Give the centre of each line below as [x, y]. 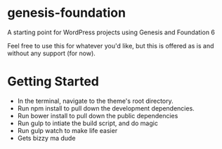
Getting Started [53, 81]
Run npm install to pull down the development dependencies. [106, 108]
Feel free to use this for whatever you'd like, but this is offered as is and [111, 45]
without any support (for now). [52, 53]
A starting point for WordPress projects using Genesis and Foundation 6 [111, 32]
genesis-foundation [67, 13]
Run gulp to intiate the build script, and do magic [87, 123]
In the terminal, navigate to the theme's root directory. [95, 101]
